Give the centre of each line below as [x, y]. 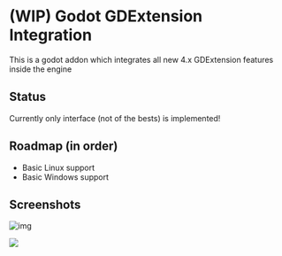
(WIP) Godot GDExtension [106, 16]
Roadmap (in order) [64, 147]
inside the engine [41, 69]
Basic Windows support [65, 177]
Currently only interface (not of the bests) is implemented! [115, 118]
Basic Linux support [58, 167]
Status [28, 97]
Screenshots [45, 204]
